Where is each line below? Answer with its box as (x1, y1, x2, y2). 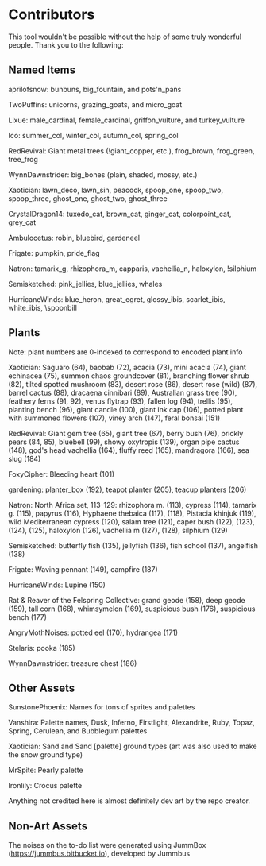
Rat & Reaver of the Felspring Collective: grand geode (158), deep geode (8, 595, 245, 605)
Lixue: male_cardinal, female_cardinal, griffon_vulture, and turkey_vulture (8, 115, 245, 125)
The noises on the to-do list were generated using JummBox (8, 841, 206, 850)
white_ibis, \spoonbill (8, 303, 78, 312)
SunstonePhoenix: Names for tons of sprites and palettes (8, 702, 195, 712)
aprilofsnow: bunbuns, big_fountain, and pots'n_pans (8, 84, 182, 94)
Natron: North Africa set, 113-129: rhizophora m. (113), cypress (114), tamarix (8, 500, 257, 509)
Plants (8, 326, 40, 339)
